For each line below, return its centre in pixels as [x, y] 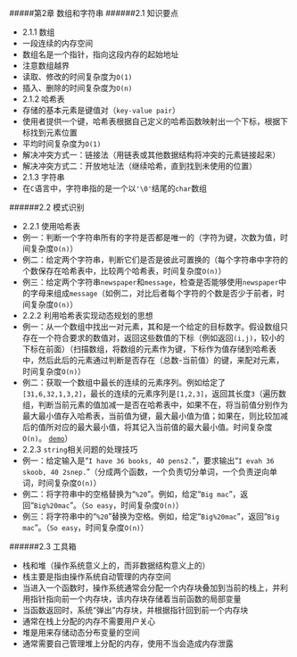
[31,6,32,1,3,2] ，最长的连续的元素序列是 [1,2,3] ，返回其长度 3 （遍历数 [154, 394]
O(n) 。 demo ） [47, 438]
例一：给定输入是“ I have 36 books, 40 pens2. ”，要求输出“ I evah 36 [148, 461]
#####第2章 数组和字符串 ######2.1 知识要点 [94, 13]
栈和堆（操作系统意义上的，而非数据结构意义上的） [116, 566]
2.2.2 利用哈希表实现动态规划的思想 [87, 316]
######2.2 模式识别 [47, 207]
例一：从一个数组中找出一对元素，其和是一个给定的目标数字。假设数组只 [155, 327]
